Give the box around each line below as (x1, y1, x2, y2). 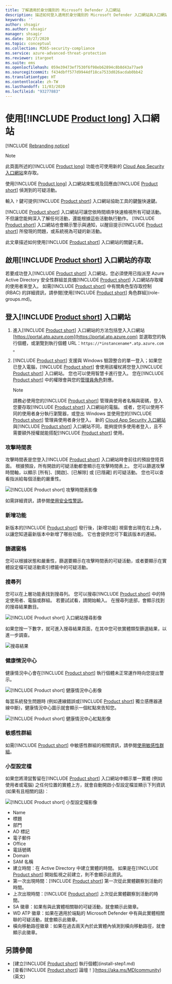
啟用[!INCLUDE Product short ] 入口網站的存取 (5, 256, 151, 264)
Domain (12, 852, 30, 859)
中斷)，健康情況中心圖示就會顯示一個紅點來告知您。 (9, 704, 119, 710)
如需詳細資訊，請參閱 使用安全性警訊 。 (5, 497, 86, 504)
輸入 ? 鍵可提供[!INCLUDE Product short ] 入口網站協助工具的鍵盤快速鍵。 (5, 198, 160, 204)
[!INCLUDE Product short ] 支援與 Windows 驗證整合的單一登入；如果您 (12, 357, 163, 364)
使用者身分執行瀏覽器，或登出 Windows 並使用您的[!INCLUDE (21, 410, 152, 417)
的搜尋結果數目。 (5, 604, 41, 610)
